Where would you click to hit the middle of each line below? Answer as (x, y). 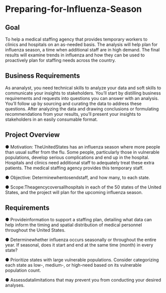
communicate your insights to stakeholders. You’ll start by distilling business (83, 93)
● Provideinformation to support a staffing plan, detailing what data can (79, 220)
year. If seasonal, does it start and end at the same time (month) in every (79, 245)
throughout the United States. (35, 230)
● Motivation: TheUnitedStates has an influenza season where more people (83, 146)
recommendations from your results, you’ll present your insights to (73, 114)
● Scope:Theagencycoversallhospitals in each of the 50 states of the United (83, 187)
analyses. (15, 285)
